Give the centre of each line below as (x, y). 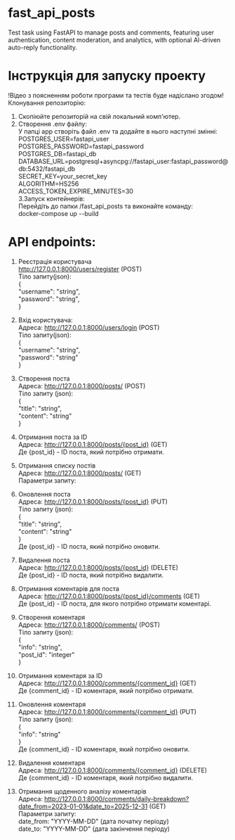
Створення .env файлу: (52, 124)
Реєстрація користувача (55, 261)
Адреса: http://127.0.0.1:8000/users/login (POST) (89, 327)
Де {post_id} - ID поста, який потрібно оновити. (89, 546)
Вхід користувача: (45, 320)
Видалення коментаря (52, 763)
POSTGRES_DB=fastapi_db (57, 153)
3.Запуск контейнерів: (51, 198)
